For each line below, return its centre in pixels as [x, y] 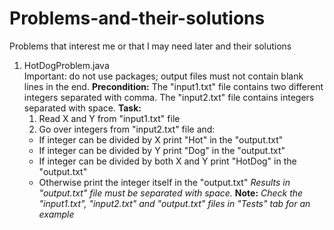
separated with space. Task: [82, 108]
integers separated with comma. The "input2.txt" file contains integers [169, 97]
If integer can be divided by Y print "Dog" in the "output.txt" [162, 150]
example [56, 214]
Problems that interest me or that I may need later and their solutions [150, 46]
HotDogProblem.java [66, 65]
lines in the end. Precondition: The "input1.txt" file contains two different [173, 86]
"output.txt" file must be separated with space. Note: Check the [171, 193]
